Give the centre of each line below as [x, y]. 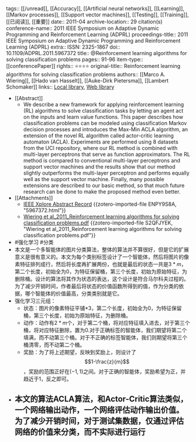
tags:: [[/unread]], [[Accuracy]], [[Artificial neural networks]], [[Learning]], [95, 8]
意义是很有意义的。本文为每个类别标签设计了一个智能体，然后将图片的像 [102, 257]
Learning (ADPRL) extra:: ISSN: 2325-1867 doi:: [63, 47]
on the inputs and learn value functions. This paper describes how [103, 117]
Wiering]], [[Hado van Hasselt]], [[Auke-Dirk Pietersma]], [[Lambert [87, 81]
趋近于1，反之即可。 [47, 379]
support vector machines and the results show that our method [99, 167]
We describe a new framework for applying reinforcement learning [104, 104]
